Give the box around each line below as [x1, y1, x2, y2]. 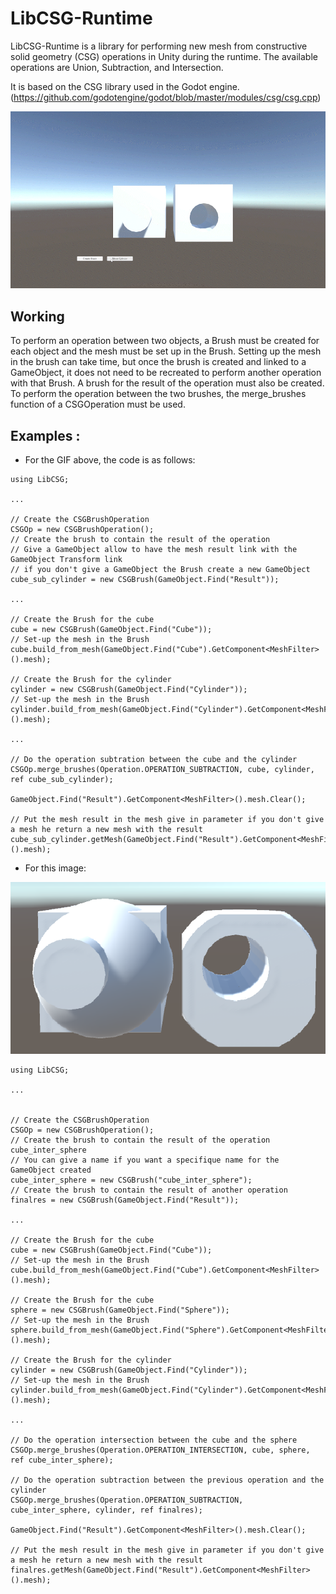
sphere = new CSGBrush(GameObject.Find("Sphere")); [10, 1305, 230, 1315]
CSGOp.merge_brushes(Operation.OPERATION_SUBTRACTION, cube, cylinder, [10, 765, 315, 775]
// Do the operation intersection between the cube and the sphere [10, 1435, 298, 1445]
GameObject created [10, 1165, 92, 1175]
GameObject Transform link [10, 555, 123, 565]
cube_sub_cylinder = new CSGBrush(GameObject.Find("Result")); [10, 575, 280, 585]
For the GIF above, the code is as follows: [24, 454, 196, 466]
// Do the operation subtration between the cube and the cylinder [10, 755, 298, 765]
